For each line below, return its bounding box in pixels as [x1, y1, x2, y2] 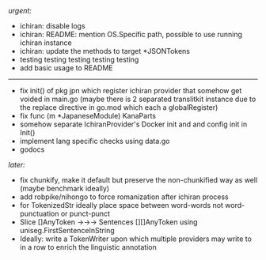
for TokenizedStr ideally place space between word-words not [19, 201, 224, 209]
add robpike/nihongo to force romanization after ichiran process [19, 192, 229, 202]
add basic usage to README [19, 63, 113, 73]
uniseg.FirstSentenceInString [19, 226, 115, 235]
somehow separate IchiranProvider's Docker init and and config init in [19, 119, 248, 129]
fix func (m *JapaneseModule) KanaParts [19, 111, 157, 120]
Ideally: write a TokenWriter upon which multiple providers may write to [19, 234, 252, 243]
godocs [19, 145, 45, 154]
